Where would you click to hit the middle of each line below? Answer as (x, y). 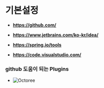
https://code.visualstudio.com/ (47, 55)
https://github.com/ (34, 25)
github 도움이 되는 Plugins (37, 69)
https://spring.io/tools (37, 45)
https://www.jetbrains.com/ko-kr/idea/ (56, 35)
